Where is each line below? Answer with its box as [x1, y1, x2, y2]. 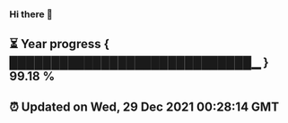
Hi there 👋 [9, 8, 54, 20]
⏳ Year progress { [9, 37, 110, 52]
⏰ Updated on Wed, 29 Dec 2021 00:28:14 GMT [9, 99, 280, 114]
